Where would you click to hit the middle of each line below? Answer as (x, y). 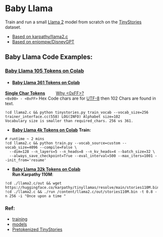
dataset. (13, 27)
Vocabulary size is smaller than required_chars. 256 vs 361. (69, 121)
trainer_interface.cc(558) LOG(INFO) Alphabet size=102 (63, 117)
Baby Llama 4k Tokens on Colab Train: (51, 130)
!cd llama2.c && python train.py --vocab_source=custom (63, 143)
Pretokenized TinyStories (37, 229)
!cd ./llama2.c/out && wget (33, 183)
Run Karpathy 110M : (33, 174)
